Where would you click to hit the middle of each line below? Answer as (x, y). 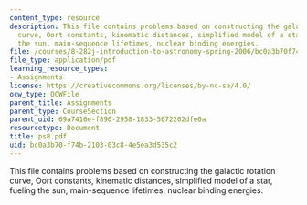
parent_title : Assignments (61, 102)
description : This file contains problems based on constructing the (145, 26)
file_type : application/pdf (63, 60)
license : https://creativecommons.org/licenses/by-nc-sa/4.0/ (130, 86)
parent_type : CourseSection (63, 111)
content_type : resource (55, 18)
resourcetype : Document (55, 128)
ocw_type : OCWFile (44, 94)
